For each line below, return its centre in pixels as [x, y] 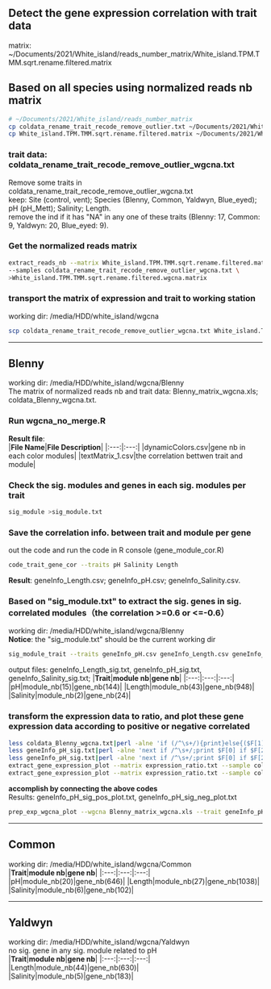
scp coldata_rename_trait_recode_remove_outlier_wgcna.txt [110, 331]
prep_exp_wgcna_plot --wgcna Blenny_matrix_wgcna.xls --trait [115, 812]
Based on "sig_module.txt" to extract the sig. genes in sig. [125, 602]
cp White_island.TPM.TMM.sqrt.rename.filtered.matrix [101, 134]
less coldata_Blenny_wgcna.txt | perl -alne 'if [88, 743]
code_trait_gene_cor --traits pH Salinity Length [94, 565]
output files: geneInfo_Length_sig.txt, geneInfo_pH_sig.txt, [105, 670]
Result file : [27, 438]
